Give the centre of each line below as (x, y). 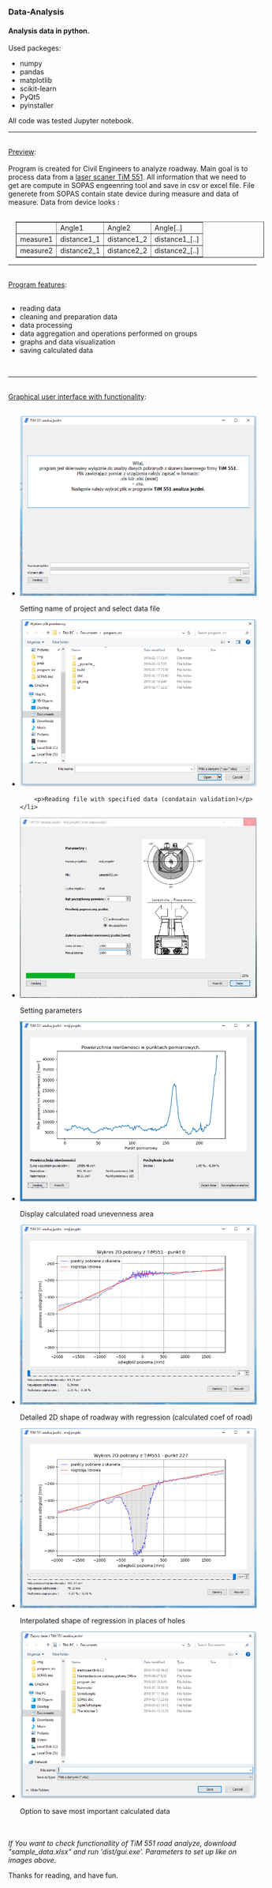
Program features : (37, 284)
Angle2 (119, 228)
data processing (46, 325)
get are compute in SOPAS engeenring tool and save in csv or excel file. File (131, 186)
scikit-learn (38, 88)
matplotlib (36, 81)
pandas (32, 72)
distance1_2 (128, 239)
